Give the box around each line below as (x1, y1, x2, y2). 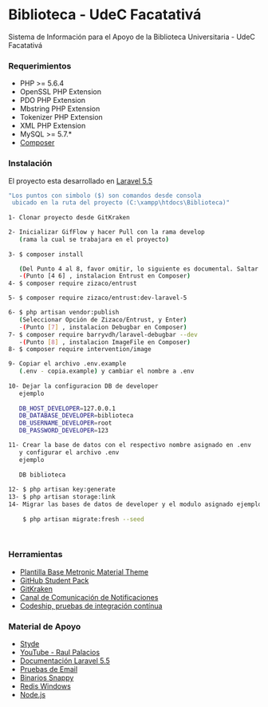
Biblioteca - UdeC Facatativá (8, 6, 202, 24)
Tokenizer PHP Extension (19, 113, 104, 122)
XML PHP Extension (19, 121, 86, 131)
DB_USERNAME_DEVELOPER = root (18, 419, 112, 428)
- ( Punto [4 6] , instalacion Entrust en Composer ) (18, 272, 191, 280)
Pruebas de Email (19, 665, 78, 673)
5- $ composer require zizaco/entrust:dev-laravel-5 (8, 294, 187, 302)
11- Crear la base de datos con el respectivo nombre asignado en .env (8, 441, 251, 449)
